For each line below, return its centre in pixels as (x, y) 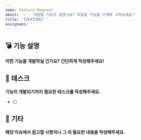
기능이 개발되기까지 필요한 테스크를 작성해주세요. (53, 91)
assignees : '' (20, 24)
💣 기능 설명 (22, 46)
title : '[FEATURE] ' (27, 19)
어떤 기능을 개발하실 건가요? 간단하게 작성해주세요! (55, 61)
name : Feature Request (29, 10)
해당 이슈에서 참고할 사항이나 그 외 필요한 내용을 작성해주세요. (65, 132)
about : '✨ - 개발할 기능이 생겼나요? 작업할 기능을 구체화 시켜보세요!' (71, 15)
